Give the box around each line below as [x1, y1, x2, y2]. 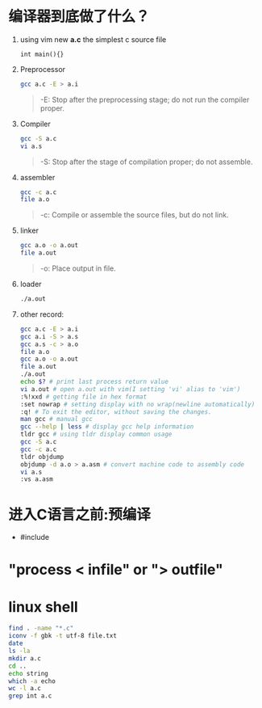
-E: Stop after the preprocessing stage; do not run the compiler [40, 95, 250, 104]
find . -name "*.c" [8, 624, 74, 633]
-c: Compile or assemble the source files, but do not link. [40, 210, 229, 220]
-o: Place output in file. [40, 263, 117, 273]
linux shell [8, 597, 78, 616]
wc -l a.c [8, 685, 42, 693]
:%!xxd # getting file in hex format [19, 393, 148, 401]
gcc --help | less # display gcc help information [19, 423, 194, 431]
